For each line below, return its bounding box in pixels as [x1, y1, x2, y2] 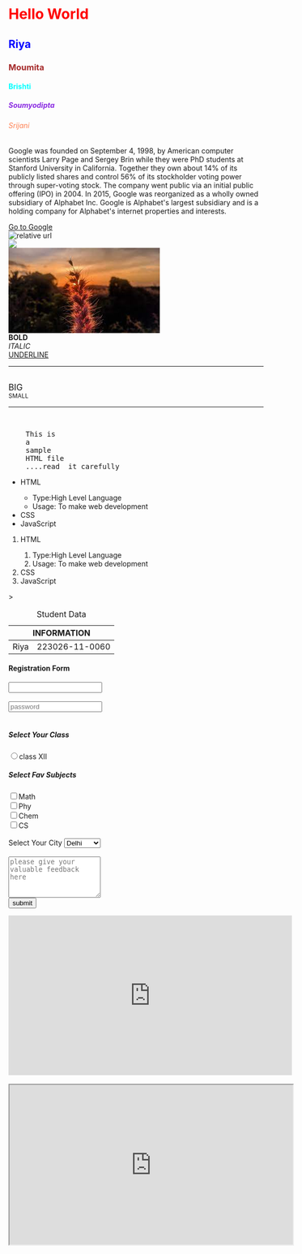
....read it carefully [25, 462, 120, 471]
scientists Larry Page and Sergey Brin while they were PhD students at [8, 154, 245, 164]
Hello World [8, 5, 89, 24]
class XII [19, 752, 48, 761]
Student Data [36, 608, 87, 619]
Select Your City [8, 838, 62, 847]
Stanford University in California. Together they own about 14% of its [8, 163, 238, 173]
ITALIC [8, 341, 31, 351]
